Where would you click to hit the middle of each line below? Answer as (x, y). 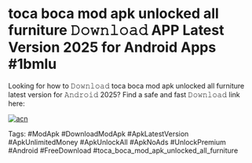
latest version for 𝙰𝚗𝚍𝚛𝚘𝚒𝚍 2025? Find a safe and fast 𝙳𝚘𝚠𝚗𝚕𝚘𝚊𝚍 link (124, 94)
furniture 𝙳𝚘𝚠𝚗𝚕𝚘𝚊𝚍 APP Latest (116, 30)
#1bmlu (33, 64)
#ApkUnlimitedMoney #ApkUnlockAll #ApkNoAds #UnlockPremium (117, 142)
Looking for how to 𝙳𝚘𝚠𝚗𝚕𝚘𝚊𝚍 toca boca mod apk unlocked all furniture (126, 85)
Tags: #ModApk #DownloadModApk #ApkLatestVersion (99, 133)
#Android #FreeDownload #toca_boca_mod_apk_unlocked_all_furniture (123, 150)
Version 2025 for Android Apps (112, 47)
